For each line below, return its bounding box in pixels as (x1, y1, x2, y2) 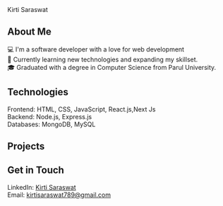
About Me (7, 26, 52, 38)
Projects (7, 140, 45, 152)
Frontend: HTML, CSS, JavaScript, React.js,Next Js (7, 104, 156, 114)
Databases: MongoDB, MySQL (7, 120, 96, 128)
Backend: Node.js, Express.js (7, 112, 92, 121)
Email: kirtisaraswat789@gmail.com (7, 190, 111, 199)
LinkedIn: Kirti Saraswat (7, 183, 76, 191)
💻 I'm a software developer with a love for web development (7, 44, 185, 54)
